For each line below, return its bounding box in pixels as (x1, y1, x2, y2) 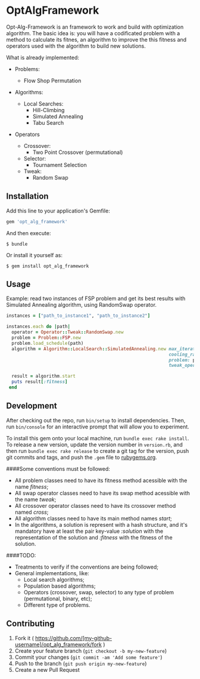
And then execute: (6, 229, 51, 236)
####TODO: (6, 551, 36, 558)
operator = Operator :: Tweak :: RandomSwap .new (11, 329, 124, 335)
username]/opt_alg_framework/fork (14, 641, 102, 648)
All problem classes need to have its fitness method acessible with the (14, 477, 187, 484)
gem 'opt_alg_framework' (6, 218, 68, 224)
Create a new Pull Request (14, 666, 80, 673)
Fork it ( (14, 634, 35, 641)
